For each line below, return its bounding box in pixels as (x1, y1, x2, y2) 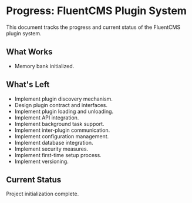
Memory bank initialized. (14, 62, 75, 69)
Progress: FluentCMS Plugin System (6, 4, 187, 18)
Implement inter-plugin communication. (14, 127, 110, 134)
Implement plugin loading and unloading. (14, 108, 113, 115)
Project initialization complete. (6, 190, 79, 198)
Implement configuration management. (14, 132, 109, 139)
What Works (6, 47, 53, 57)
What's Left (6, 79, 50, 89)
